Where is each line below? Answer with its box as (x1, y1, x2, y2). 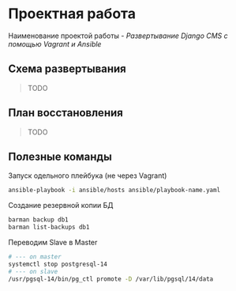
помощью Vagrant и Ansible (8, 39, 102, 48)
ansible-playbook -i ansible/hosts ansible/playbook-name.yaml (8, 187, 221, 195)
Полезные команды (8, 149, 112, 163)
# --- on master (8, 253, 62, 261)
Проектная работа (8, 5, 137, 23)
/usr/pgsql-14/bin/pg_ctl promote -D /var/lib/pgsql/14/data (8, 274, 214, 283)
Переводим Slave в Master (8, 238, 98, 247)
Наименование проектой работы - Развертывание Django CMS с (8, 31, 228, 40)
